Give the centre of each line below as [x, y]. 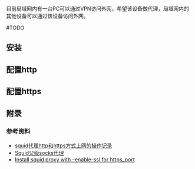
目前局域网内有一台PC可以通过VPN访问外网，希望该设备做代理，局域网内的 [98, 9]
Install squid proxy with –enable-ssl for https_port [75, 159]
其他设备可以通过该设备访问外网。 [47, 16]
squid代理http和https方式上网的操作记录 [63, 145]
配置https [24, 92]
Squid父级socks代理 [39, 153]
